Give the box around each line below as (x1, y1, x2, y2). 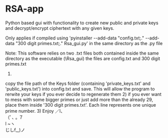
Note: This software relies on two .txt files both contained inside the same (5, 50, 159, 56)
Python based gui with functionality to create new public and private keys (5, 20, 158, 26)
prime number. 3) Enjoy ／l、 (5, 108, 65, 114)
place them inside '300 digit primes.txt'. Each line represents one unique (5, 102, 156, 108)
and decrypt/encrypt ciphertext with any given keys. (5, 25, 115, 31)
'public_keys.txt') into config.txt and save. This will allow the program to (5, 85, 155, 91)
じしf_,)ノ (5, 127, 25, 133)
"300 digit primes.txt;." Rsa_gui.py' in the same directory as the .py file (15, 40, 163, 46)
